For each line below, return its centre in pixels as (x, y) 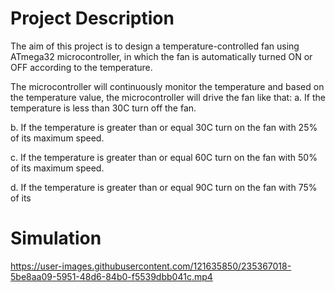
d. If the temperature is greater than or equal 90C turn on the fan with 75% (164, 187)
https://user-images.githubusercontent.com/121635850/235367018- (151, 266)
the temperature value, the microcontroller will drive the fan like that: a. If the (168, 97)
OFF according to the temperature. (81, 67)
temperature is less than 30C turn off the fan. (103, 108)
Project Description (92, 18)
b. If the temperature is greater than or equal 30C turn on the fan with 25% (164, 127)
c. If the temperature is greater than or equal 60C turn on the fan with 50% (164, 157)
